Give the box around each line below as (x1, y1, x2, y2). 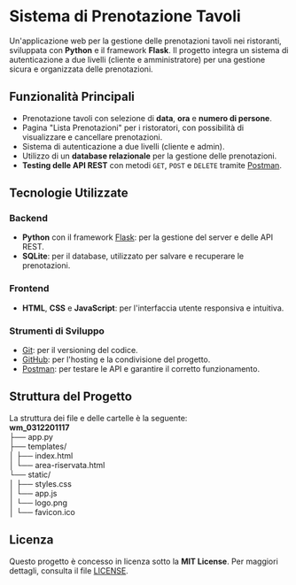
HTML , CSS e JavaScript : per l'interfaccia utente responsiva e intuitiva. (21, 303, 284, 313)
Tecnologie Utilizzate (9, 186, 129, 201)
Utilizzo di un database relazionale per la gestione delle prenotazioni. (21, 150, 277, 161)
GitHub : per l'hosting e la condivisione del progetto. (21, 354, 211, 365)
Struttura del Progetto (9, 389, 133, 404)
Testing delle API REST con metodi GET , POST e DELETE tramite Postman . (21, 159, 282, 170)
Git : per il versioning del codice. (21, 345, 139, 356)
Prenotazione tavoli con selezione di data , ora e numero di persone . (21, 112, 272, 123)
